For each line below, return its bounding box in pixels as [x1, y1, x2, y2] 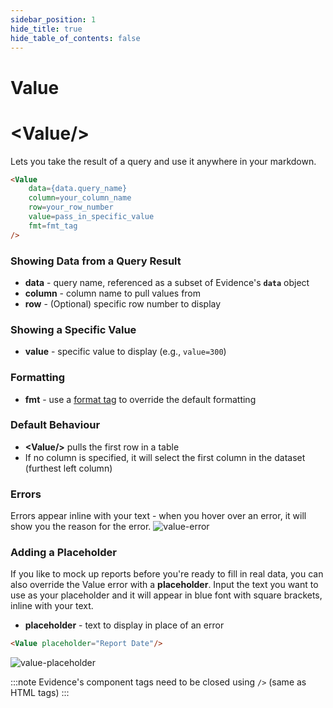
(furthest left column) [24, 462, 113, 474]
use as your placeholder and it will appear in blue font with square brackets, [10, 589, 323, 601]
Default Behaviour [10, 418, 101, 432]
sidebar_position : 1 [10, 14, 97, 25]
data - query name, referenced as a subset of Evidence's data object [24, 276, 310, 288]
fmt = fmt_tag [28, 221, 78, 231]
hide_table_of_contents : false [10, 33, 141, 43]
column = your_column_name [28, 193, 132, 203]
